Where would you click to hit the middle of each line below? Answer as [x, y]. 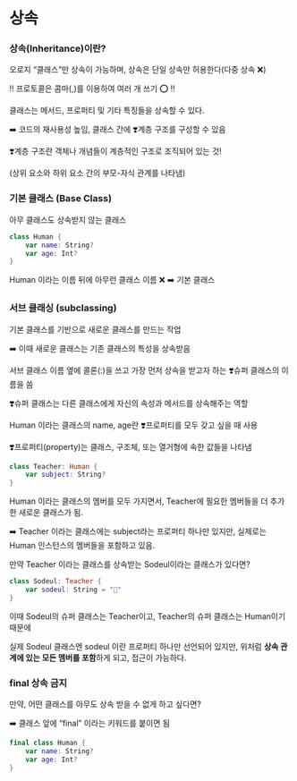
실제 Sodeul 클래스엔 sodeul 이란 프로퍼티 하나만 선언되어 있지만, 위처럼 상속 [144, 646]
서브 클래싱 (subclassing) [63, 308]
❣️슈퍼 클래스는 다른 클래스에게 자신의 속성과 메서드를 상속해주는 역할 [129, 403]
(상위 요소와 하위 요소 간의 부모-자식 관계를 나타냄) [98, 173]
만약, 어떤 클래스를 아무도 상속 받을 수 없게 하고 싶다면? [105, 704]
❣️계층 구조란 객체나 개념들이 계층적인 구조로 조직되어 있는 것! [115, 151]
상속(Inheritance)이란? [58, 48]
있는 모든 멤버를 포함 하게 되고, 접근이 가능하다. [106, 658]
